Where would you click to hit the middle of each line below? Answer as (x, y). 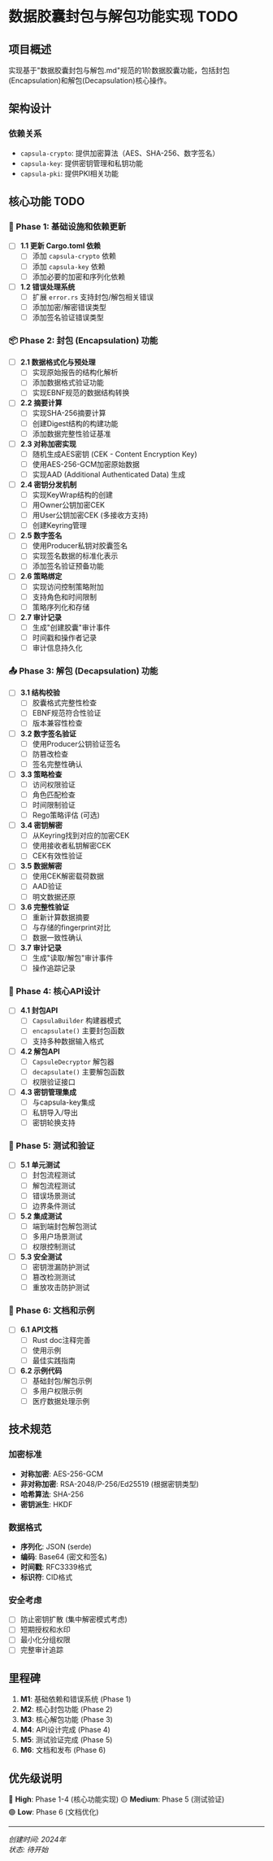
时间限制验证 (54, 804)
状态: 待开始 (28, 1850)
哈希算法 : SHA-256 (52, 1494)
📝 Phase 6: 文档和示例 (52, 1310)
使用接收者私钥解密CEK (71, 846)
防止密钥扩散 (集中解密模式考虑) (74, 1619)
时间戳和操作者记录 (65, 637)
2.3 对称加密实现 (48, 443)
